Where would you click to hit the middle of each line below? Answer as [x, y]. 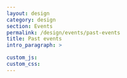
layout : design [28, 13]
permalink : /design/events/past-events [63, 32]
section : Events [30, 26]
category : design [31, 20]
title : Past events [34, 39]
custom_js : [22, 58]
